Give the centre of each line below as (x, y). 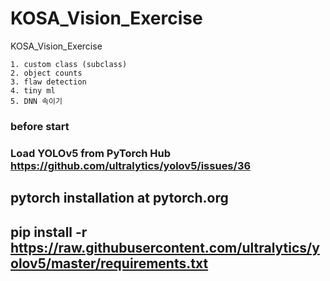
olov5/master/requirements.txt (109, 263)
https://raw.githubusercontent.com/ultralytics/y (165, 247)
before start (40, 126)
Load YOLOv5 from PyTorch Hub (91, 153)
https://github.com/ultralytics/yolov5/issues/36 (131, 165)
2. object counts (46, 73)
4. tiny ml (33, 90)
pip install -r (49, 232)
